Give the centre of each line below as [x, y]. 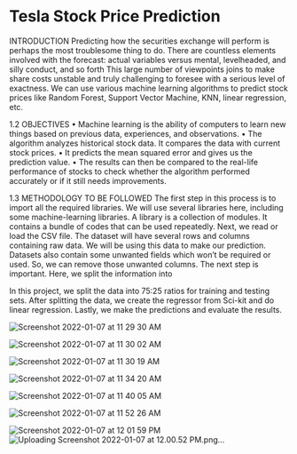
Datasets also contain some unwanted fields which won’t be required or [140, 254]
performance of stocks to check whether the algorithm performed [130, 171]
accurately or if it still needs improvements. [88, 180]
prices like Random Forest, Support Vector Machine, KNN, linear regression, [148, 97]
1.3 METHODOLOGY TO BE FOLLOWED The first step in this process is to [143, 198]
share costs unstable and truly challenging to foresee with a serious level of [147, 78]
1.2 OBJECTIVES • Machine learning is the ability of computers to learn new [148, 124]
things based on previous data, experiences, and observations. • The [136, 133]
